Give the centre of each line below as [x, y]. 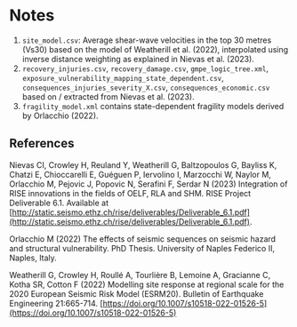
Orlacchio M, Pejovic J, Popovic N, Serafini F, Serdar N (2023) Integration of [148, 184]
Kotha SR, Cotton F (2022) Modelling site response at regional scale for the [147, 284]
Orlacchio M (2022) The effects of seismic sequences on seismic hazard [143, 239]
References [42, 144]
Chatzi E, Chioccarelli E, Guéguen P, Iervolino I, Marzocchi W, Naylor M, [140, 174]
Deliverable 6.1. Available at [59, 203]
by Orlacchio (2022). [60, 116]
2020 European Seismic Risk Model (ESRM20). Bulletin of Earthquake [136, 293]
